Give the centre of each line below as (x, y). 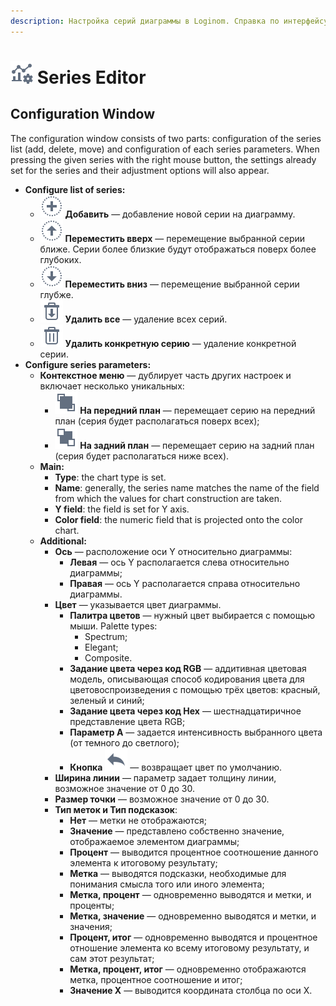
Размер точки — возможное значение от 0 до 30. (162, 799)
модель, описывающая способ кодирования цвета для (187, 679)
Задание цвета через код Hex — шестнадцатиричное (185, 711)
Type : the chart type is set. (110, 477)
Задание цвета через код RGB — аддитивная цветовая (188, 668)
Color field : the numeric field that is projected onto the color (178, 519)
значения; (91, 926)
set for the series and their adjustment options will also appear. (140, 170)
